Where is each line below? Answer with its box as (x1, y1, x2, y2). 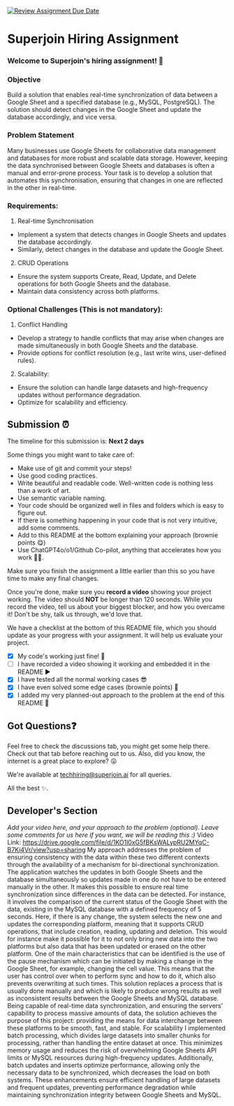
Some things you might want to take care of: (7, 451, 135, 459)
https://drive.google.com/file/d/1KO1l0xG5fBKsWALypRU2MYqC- (22, 838, 210, 847)
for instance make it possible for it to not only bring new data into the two (7, 935, 218, 943)
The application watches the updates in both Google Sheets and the (7, 868, 203, 877)
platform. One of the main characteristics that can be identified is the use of (7, 949, 226, 958)
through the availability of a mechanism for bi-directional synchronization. (7, 861, 220, 869)
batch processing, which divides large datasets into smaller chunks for (7, 1031, 211, 1040)
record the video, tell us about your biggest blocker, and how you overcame (7, 603, 225, 611)
